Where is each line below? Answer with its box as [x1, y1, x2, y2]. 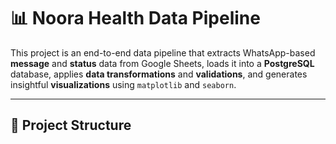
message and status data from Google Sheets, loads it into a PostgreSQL [10, 57, 315, 69]
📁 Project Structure [10, 117, 132, 134]
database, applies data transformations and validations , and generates [10, 68, 308, 80]
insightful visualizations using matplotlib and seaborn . [10, 78, 237, 90]
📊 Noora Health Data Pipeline [10, 7, 261, 30]
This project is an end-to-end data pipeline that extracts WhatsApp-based [10, 46, 316, 59]
